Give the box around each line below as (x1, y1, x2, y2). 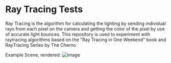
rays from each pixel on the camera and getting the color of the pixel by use (5, 25, 165, 31)
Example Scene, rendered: (5, 52, 61, 58)
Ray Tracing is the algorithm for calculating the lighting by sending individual (5, 20, 166, 26)
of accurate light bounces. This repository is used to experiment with (5, 31, 151, 37)
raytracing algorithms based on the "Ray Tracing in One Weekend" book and (5, 37, 166, 43)
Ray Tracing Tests (5, 4, 83, 15)
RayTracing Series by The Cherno (5, 42, 77, 48)
